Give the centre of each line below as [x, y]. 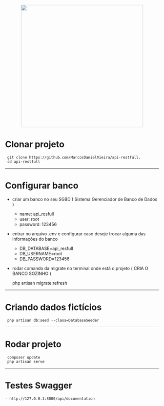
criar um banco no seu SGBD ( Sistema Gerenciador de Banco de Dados [85, 199]
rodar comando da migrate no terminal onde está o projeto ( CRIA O [80, 268]
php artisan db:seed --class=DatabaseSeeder [53, 320]
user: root [29, 219]
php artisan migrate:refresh [40, 283]
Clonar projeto [35, 145]
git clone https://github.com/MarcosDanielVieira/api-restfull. [74, 157]
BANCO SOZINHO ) [31, 273]
